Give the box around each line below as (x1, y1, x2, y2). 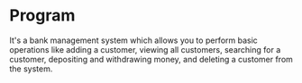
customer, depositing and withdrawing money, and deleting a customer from (9, 54, 293, 64)
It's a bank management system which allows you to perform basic (9, 35, 259, 46)
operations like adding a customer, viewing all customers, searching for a (9, 44, 281, 54)
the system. (9, 63, 53, 74)
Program (9, 5, 76, 26)
